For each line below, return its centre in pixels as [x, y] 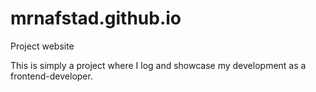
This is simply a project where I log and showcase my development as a [158, 65]
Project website [42, 46]
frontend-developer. [51, 76]
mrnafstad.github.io [96, 18]
